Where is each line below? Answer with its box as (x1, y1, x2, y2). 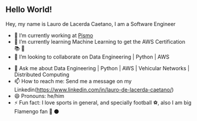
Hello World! (5, 5, 52, 15)
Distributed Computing (14, 71, 70, 78)
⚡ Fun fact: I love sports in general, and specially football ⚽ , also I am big (14, 99, 192, 106)
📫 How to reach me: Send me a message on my (14, 77, 132, 84)
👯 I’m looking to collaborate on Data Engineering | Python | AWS (14, 53, 169, 60)
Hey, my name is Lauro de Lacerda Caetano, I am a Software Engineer (5, 20, 176, 27)
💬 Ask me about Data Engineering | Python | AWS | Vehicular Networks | (14, 64, 190, 71)
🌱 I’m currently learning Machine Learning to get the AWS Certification (14, 38, 186, 45)
